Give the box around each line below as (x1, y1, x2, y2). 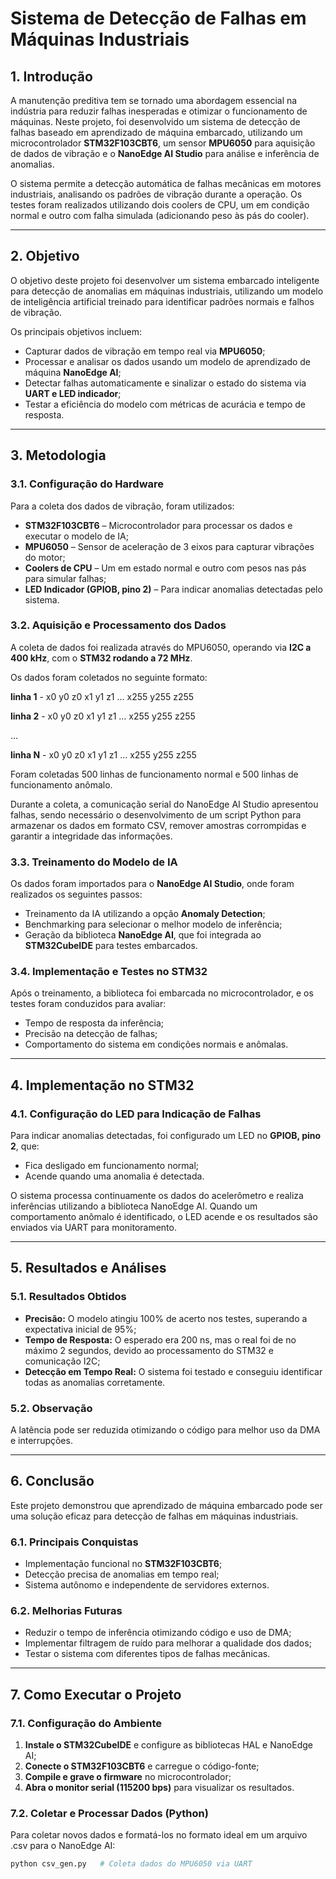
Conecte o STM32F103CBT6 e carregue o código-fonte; (24, 1760, 260, 1772)
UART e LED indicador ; (24, 387, 122, 399)
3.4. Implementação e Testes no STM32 (10, 965, 208, 979)
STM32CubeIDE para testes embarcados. (24, 940, 198, 952)
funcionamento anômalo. (10, 778, 113, 791)
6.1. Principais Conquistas (10, 1535, 139, 1549)
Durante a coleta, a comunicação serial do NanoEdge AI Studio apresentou (10, 798, 319, 810)
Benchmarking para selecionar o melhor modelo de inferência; (24, 918, 283, 931)
